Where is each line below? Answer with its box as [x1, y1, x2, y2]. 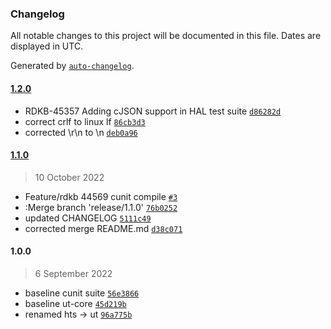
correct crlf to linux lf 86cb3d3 [24, 115, 146, 127]
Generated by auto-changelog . [10, 60, 135, 72]
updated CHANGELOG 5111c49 [24, 212, 152, 224]
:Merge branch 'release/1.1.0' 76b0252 [24, 201, 178, 213]
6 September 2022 [34, 267, 113, 279]
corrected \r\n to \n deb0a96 [24, 126, 138, 138]
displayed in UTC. [10, 40, 84, 52]
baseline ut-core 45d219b [24, 297, 127, 309]
